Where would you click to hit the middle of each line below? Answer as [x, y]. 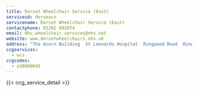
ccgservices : [22, 50]
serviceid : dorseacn [32, 17]
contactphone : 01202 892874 [41, 28]
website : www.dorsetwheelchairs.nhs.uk [55, 39]
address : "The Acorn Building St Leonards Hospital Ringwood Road [92, 45]
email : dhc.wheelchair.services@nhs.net [57, 33]
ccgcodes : [18, 60]
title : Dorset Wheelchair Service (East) [58, 11]
